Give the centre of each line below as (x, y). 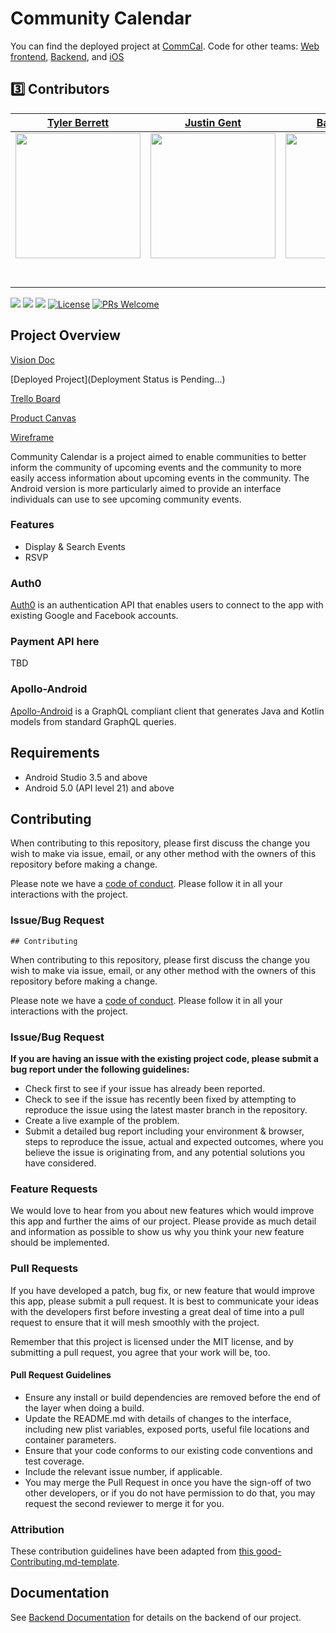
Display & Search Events (75, 546)
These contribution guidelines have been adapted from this (132, 1551)
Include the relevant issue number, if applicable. (123, 1471)
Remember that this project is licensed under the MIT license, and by (152, 1341)
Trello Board (35, 398)
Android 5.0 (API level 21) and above (99, 788)
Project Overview (65, 335)
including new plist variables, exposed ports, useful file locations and (167, 1429)
